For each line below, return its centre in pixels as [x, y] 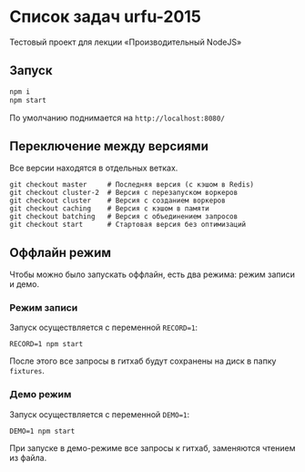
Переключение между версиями [109, 146]
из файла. [28, 457]
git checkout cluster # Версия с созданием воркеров [117, 201]
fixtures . [27, 371]
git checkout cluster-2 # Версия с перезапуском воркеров [124, 193]
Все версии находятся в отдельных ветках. [94, 168]
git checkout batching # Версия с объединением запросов [124, 217]
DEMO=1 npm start [42, 431]
